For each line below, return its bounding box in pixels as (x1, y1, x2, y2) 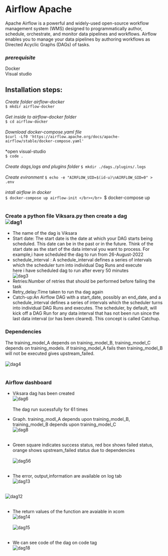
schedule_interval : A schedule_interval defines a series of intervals (12, 257, 152, 263)
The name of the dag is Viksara (12, 230, 77, 236)
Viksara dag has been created (12, 390, 75, 396)
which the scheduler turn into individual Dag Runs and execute (12, 262, 142, 268)
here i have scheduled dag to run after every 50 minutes (12, 267, 129, 273)
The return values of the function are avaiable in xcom (12, 508, 124, 514)
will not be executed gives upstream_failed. (5, 350, 95, 356)
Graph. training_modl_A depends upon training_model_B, (12, 416, 130, 422)
